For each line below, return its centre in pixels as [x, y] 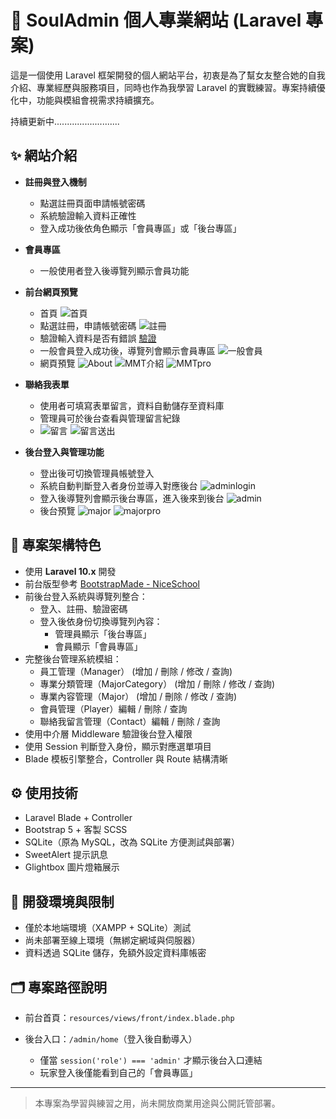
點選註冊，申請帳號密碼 [88, 325]
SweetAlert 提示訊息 [66, 855]
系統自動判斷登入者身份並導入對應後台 [118, 485]
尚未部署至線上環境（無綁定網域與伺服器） [112, 940]
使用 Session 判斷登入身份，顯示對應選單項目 [118, 746]
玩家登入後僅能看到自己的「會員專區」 [118, 1072]
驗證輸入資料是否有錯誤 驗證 [98, 338]
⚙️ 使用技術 [44, 792]
